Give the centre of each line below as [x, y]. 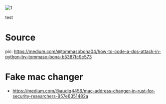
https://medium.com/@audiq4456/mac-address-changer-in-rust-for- [84, 90]
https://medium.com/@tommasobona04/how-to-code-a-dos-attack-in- [87, 51]
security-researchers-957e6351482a [50, 96]
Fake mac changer [44, 77]
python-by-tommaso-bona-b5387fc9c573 [49, 56]
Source [20, 38]
